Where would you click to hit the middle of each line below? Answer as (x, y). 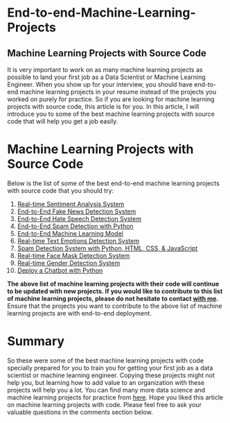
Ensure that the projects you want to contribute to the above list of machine (115, 306)
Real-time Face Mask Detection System (73, 255)
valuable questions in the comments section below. (80, 412)
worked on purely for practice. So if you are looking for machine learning (111, 99)
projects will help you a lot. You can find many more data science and (106, 390)
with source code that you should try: (61, 190)
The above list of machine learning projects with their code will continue (113, 284)
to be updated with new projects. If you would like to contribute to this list (115, 291)
